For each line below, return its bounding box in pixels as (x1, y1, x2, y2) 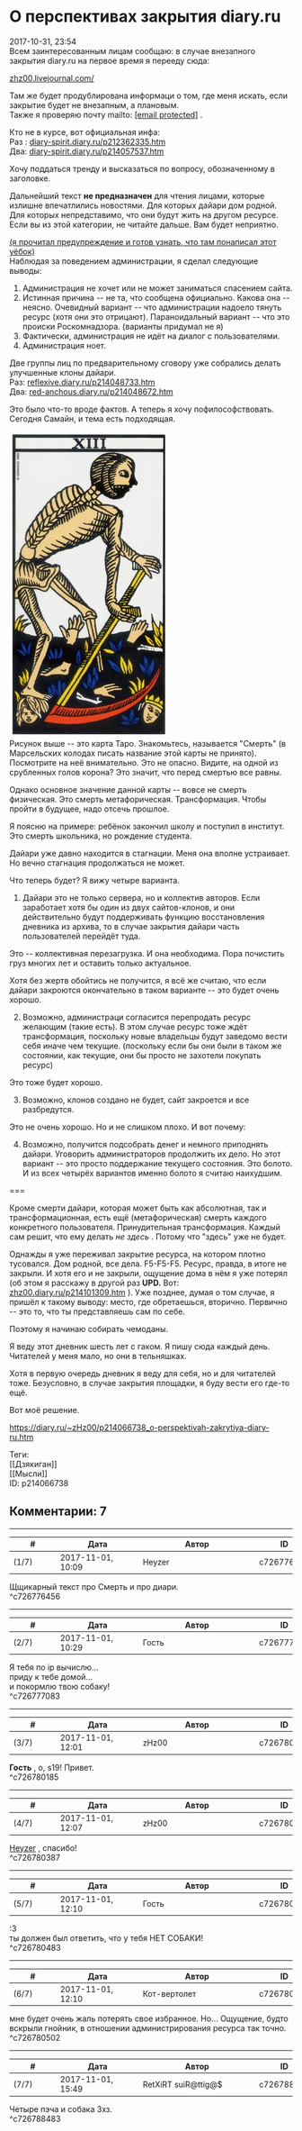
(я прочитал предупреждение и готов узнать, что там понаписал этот (9, 236, 277, 247)
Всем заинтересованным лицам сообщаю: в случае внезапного (9, 45, 256, 56)
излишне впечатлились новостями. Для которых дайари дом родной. (9, 200, 277, 211)
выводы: (9, 265, 42, 276)
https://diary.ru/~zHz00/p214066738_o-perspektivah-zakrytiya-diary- (9, 1421, 270, 1433)
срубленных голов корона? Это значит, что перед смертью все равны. (9, 766, 282, 777)
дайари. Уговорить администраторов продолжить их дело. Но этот (22, 1148, 281, 1159)
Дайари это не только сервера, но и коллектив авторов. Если (22, 892, 261, 902)
